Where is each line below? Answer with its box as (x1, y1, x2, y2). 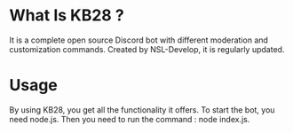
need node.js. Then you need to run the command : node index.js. (9, 113, 250, 124)
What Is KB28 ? (9, 5, 124, 26)
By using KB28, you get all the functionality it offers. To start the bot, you (9, 104, 275, 115)
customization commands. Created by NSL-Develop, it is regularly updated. (9, 43, 285, 54)
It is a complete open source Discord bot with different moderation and (9, 35, 269, 45)
